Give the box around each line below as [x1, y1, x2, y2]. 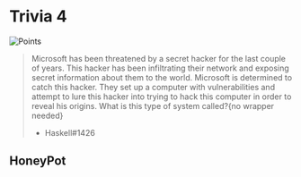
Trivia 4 [9, 6, 67, 27]
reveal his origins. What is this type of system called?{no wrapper [31, 100, 275, 111]
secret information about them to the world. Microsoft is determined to [31, 72, 293, 82]
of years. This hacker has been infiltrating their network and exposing [31, 63, 289, 73]
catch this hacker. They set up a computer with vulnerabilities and [31, 81, 276, 92]
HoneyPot [9, 154, 66, 169]
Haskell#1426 [44, 127, 96, 138]
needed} [31, 110, 64, 121]
